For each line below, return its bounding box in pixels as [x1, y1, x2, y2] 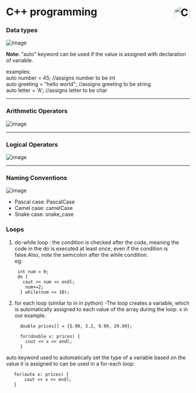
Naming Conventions [6, 174, 68, 182]
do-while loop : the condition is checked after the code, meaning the [14, 239, 180, 246]
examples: [6, 68, 31, 75]
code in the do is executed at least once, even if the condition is [14, 245, 168, 252]
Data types [6, 26, 38, 35]
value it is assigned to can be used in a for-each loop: [6, 360, 135, 367]
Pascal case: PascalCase [14, 198, 75, 205]
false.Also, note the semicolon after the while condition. [14, 251, 149, 258]
